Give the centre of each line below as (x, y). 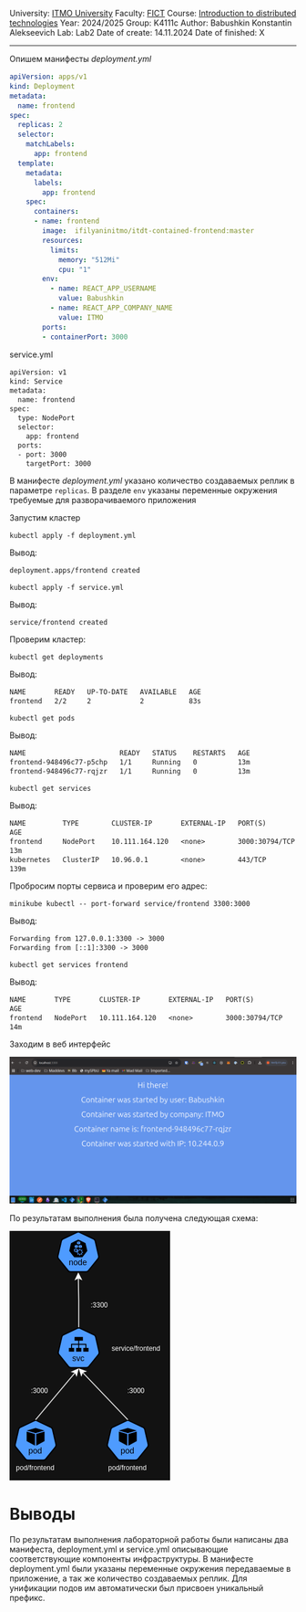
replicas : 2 (41, 125)
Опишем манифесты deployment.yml (81, 59)
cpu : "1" (75, 269)
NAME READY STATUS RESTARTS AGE (130, 753)
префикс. (27, 1597)
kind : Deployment (42, 86)
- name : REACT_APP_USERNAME (103, 289)
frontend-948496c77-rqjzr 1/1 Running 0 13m (130, 771)
